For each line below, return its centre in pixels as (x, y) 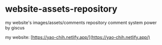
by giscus (15, 27)
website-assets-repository (61, 9)
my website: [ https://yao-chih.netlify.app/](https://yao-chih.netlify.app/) (78, 37)
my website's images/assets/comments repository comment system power (81, 22)
